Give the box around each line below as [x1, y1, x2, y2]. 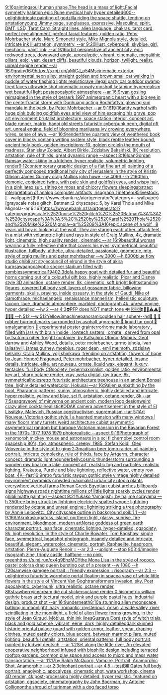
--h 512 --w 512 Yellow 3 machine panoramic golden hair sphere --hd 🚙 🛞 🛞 [14, 313, 161, 319]
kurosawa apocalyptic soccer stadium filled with [5, 264, 103, 270]
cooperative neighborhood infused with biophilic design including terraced [5, 647, 158, 653]
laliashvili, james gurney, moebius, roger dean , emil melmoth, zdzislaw [5, 345, 151, 351]
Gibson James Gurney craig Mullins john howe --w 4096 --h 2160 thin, [5, 174, 149, 179]
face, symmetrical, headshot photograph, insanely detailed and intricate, [5, 536, 154, 542]
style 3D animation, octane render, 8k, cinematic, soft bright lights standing [5, 279, 158, 285]
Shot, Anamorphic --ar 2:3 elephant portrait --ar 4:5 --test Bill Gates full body [5, 663, 162, 669]
